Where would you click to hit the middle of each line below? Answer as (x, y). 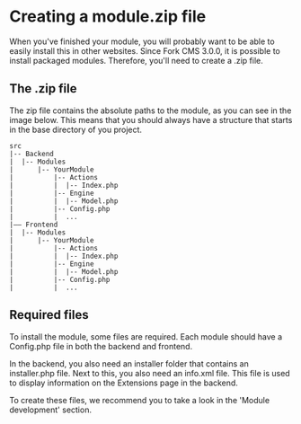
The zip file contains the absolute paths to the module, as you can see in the (150, 110)
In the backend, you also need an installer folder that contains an (129, 363)
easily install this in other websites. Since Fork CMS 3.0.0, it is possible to (145, 50)
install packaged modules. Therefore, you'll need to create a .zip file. (136, 60)
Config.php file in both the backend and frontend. (101, 346)
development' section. (51, 410)
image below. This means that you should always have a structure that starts (151, 119)
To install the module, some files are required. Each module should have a (146, 336)
